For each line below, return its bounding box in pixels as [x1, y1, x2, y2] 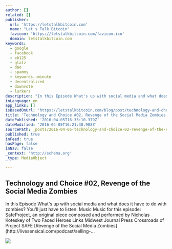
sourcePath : [5, 127, 31, 132]
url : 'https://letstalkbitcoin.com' [10, 22, 88, 27]
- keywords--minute [10, 74, 52, 80]
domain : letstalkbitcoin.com [10, 36, 72, 42]
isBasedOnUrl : [5, 108, 36, 113]
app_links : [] [5, 103, 36, 108]
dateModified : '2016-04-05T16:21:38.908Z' [5, 122, 97, 127]
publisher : [5, 17, 29, 22]
